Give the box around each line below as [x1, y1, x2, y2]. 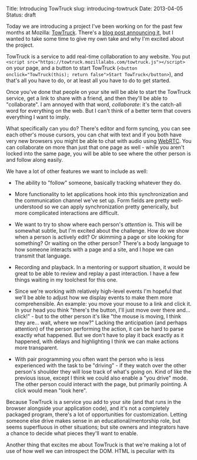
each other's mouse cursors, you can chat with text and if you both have [6, 131, 182, 138]
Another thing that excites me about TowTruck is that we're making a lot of [6, 441, 186, 448]
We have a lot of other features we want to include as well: [6, 168, 148, 175]
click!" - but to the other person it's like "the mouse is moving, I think [14, 313, 181, 319]
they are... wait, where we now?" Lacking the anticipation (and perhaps [14, 319, 187, 326]
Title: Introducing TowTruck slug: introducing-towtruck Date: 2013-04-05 [6, 5, 183, 12]
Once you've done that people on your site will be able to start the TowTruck [6, 89, 191, 95]
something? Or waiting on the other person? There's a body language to [14, 240, 189, 247]
